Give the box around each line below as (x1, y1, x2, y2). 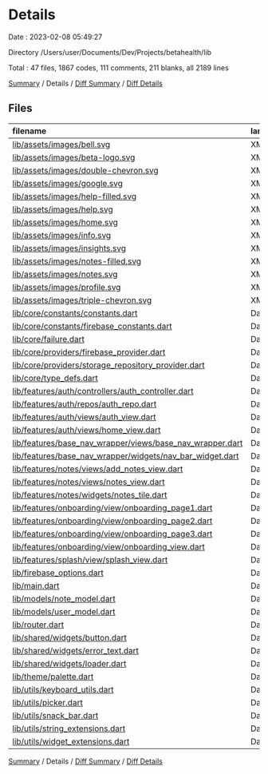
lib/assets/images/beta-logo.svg (12, 152, 136, 163)
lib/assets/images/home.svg (12, 216, 118, 228)
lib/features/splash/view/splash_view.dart (12, 554, 168, 565)
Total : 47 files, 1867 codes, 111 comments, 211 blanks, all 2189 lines (8, 62, 229, 73)
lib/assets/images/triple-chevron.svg (12, 294, 152, 305)
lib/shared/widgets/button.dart (12, 632, 128, 643)
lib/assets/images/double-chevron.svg (12, 165, 159, 176)
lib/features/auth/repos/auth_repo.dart (12, 398, 157, 409)
